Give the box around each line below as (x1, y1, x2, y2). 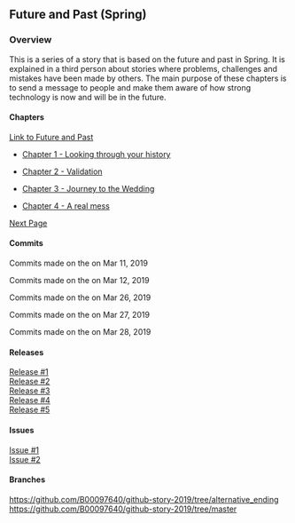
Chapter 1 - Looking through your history (21, 148, 171, 159)
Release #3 (9, 385, 50, 396)
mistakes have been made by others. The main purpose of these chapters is (9, 73, 287, 83)
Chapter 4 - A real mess (21, 200, 111, 211)
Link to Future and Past (9, 131, 94, 142)
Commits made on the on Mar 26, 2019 (9, 292, 151, 303)
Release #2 (9, 376, 50, 387)
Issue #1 (9, 444, 40, 456)
